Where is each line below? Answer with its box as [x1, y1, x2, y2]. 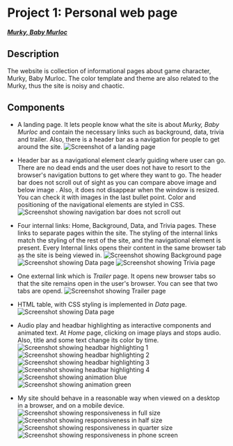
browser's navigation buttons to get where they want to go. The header [17, 171, 222, 179]
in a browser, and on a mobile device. [17, 401, 125, 409]
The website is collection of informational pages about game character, [7, 66, 211, 75]
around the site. [17, 142, 63, 151]
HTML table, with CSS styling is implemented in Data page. [17, 300, 187, 308]
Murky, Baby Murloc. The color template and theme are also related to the [7, 74, 219, 82]
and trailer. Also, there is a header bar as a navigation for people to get [17, 134, 220, 144]
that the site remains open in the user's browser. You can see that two [17, 279, 218, 287]
